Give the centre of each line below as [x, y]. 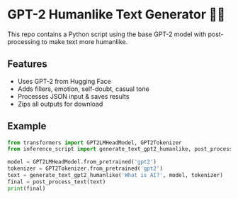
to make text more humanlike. [85, 41]
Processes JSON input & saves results [73, 96]
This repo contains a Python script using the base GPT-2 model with [107, 34]
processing [24, 41]
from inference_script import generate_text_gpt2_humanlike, [100, 149]
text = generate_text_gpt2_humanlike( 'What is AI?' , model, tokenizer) [115, 176]
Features [27, 64]
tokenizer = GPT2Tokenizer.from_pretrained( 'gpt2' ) [85, 169]
